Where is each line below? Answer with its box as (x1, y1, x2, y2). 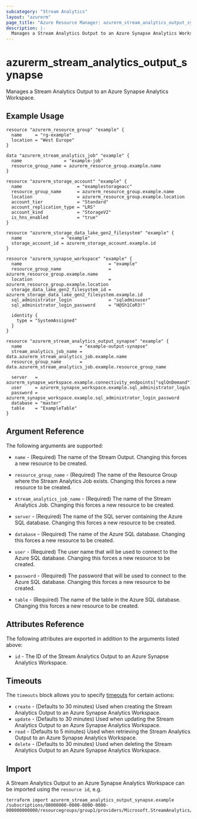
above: (6, 641, 23, 648)
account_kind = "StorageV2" (11, 209, 111, 215)
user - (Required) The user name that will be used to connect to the (14, 548, 178, 555)
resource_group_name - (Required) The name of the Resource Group (14, 471, 178, 478)
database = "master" (11, 400, 62, 406)
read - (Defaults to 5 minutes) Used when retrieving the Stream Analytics (14, 728, 191, 735)
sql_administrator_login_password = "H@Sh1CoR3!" (11, 302, 145, 308)
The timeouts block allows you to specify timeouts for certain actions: (6, 692, 175, 699)
